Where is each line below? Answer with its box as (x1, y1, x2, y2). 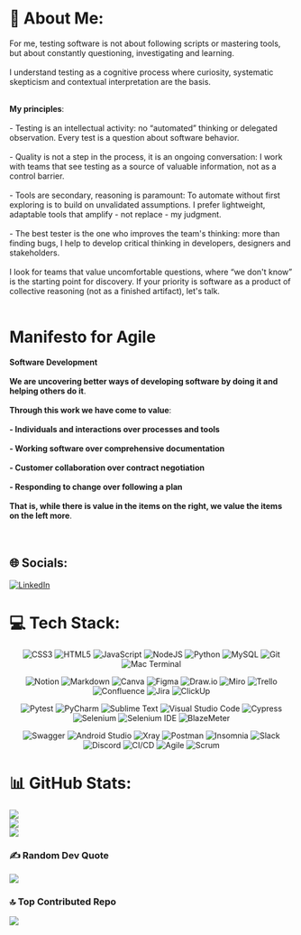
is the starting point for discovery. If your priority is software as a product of (9, 275, 291, 287)
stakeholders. (9, 247, 60, 258)
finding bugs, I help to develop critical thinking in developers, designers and (9, 237, 291, 248)
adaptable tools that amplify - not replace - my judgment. (9, 208, 223, 219)
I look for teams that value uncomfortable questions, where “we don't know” (9, 266, 293, 277)
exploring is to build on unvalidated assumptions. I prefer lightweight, (9, 199, 266, 210)
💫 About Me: (9, 8, 105, 29)
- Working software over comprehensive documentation (9, 442, 225, 454)
